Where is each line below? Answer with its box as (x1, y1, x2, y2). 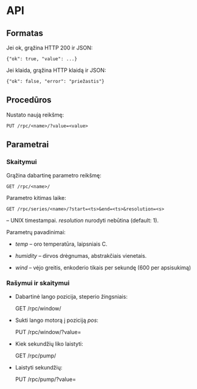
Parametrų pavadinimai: (6, 228, 66, 235)
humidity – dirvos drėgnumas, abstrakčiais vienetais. (15, 252, 147, 259)
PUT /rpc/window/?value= (15, 328, 81, 335)
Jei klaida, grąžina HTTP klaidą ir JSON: (6, 66, 106, 74)
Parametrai (6, 140, 49, 150)
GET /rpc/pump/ (15, 352, 57, 359)
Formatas (6, 28, 44, 38)
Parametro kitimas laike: (6, 194, 67, 201)
